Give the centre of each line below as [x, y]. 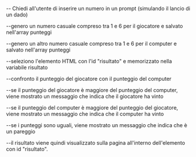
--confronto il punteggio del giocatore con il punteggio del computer [89, 79]
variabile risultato [27, 67]
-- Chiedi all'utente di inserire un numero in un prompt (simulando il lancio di [98, 8]
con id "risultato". [27, 149]
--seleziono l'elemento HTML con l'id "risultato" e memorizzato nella [89, 61]
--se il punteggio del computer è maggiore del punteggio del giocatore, [92, 107]
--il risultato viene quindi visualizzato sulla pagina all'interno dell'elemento [96, 143]
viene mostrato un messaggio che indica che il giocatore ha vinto [85, 96]
